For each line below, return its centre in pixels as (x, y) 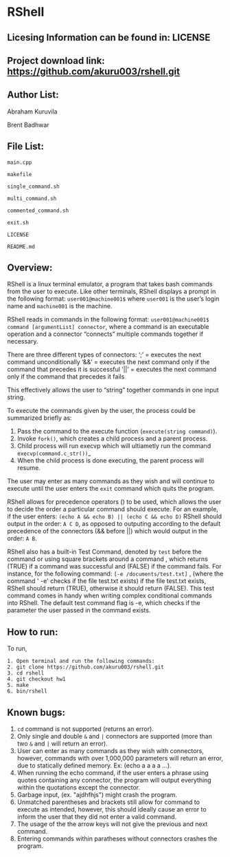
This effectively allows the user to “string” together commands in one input (113, 390)
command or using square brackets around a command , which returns (107, 559)
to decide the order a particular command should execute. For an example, (113, 509)
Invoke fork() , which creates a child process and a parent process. (112, 438)
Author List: (33, 95)
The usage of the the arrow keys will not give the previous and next (112, 824)
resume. (29, 468)
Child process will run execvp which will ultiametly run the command (114, 446)
